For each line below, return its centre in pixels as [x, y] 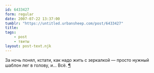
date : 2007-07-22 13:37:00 [33, 19]
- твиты [22, 42]
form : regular [20, 14]
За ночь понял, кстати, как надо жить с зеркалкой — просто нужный [77, 60]
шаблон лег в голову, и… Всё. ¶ [38, 65]
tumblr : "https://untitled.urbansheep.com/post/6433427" [64, 23]
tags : [11, 32]
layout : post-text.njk [28, 46]
